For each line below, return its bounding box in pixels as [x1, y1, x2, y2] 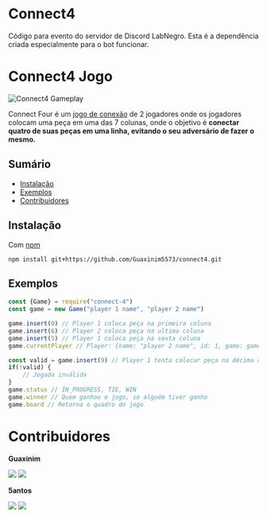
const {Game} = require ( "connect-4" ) [8, 298, 133, 306]
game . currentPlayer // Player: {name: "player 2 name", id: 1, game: [8, 341, 244, 350]
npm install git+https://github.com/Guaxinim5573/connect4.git [8, 255, 222, 263]
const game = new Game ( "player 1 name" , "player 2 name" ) [8, 306, 204, 314]
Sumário [8, 158, 52, 171]
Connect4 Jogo [8, 68, 113, 86]
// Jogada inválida [22, 371, 87, 379]
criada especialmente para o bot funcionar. [8, 39, 149, 49]
